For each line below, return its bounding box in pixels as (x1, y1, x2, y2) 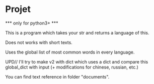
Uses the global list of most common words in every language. (5, 49, 135, 55)
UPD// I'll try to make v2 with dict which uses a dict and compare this (5, 58, 148, 64)
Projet (5, 3, 31, 15)
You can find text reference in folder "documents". (5, 73, 110, 79)
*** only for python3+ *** (5, 20, 59, 26)
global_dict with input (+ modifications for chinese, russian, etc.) (5, 64, 138, 70)
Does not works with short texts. (5, 39, 73, 45)
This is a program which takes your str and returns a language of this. (5, 29, 149, 35)
